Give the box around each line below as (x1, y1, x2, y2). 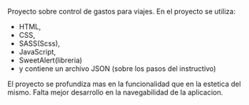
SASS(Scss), (18, 39, 61, 48)
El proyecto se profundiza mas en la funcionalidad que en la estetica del (7, 79, 241, 88)
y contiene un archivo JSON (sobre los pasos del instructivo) (18, 64, 217, 73)
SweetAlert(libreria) (18, 55, 83, 65)
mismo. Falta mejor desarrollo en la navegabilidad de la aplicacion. (7, 88, 224, 97)
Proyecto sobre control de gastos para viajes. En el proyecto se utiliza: (7, 7, 236, 16)
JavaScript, (18, 47, 57, 56)
